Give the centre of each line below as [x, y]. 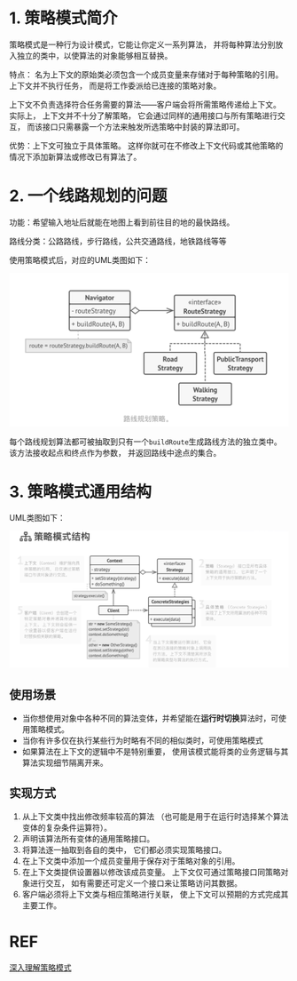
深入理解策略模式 [40, 967]
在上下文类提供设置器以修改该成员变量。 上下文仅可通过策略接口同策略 [151, 872]
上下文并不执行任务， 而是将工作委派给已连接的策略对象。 [115, 85]
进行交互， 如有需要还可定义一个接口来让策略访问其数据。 [136, 883]
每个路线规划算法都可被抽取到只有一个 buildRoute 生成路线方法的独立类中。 [145, 442]
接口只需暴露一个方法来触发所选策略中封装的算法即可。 [143, 126]
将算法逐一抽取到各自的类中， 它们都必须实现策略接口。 [124, 849]
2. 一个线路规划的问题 [88, 196]
